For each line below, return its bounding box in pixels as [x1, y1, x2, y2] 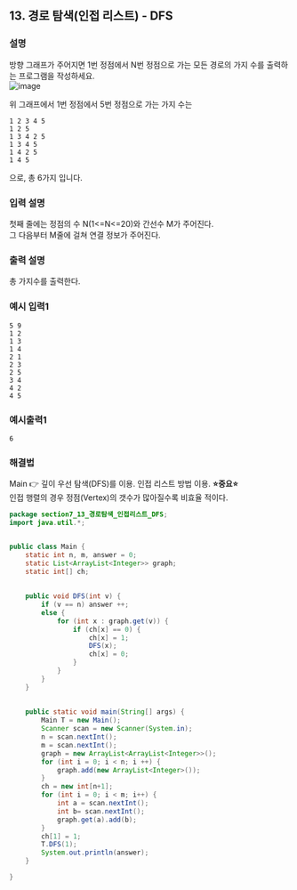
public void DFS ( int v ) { [25, 592, 122, 601]
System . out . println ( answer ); [41, 848, 149, 857]
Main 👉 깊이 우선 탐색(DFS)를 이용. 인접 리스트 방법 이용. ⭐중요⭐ [9, 479, 238, 489]
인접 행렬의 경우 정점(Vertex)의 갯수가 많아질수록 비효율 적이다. [9, 492, 229, 503]
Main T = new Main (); [41, 716, 122, 725]
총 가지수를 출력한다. [9, 276, 81, 287]
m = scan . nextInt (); [41, 740, 117, 749]
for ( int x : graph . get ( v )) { [56, 617, 169, 626]
